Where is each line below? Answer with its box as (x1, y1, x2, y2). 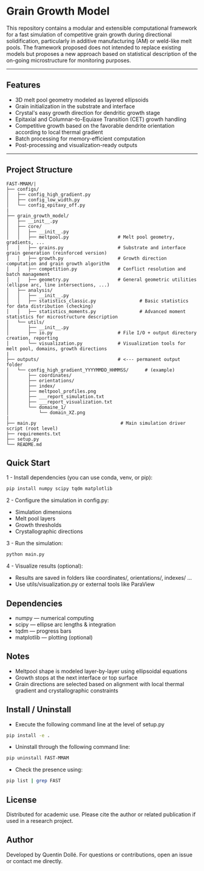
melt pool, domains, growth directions (6, 345, 107, 352)
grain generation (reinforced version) (6, 250, 107, 256)
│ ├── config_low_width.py (6, 196, 80, 203)
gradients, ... (6, 239, 45, 246)
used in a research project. (6, 818, 73, 824)
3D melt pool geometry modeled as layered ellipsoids (15, 96, 149, 103)
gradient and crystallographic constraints (15, 687, 118, 694)
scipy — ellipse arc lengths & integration (15, 621, 117, 628)
